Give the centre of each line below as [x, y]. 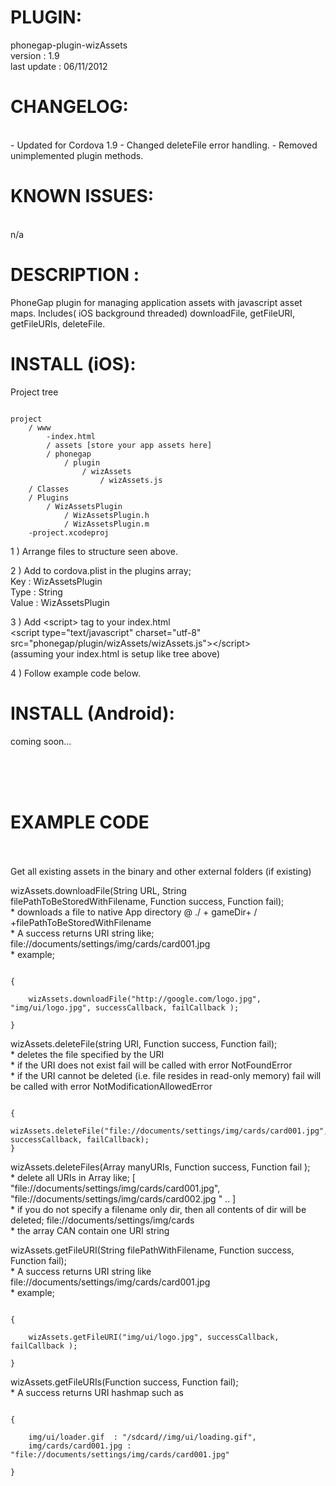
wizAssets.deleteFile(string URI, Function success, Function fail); [144, 1043]
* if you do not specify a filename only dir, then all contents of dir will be [158, 1209]
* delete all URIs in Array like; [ [73, 1177]
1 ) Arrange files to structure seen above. [94, 551]
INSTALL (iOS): [73, 363]
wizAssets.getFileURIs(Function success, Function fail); [124, 1382]
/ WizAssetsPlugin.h [106, 515]
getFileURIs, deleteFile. [58, 323]
